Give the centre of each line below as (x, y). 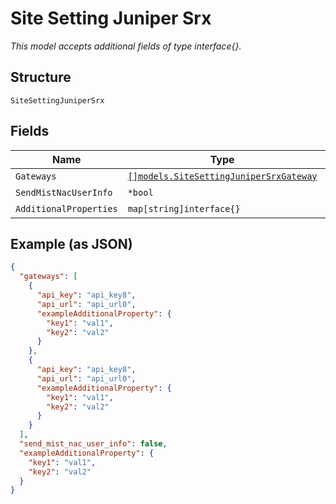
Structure (41, 77)
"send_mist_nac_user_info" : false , (93, 444)
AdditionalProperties (66, 208)
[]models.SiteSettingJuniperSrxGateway (222, 176)
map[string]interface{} (184, 208)
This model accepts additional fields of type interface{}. (126, 46)
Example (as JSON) (71, 243)
